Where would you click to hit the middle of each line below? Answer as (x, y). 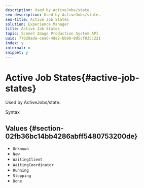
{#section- (46, 128)
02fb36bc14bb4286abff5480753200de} (71, 136)
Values (16, 128)
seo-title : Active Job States (37, 19)
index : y (14, 43)
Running (21, 171)
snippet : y (17, 52)
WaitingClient (27, 160)
